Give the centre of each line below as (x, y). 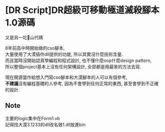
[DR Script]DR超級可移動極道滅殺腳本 (82, 10)
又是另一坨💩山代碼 (24, 37)
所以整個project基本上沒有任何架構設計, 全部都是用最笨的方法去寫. (73, 66)
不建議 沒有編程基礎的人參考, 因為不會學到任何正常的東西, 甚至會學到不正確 (82, 83)
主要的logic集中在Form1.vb (33, 118)
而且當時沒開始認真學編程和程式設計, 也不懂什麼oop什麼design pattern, (79, 60)
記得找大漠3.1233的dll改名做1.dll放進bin (45, 125)
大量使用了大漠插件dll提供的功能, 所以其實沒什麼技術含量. (64, 54)
